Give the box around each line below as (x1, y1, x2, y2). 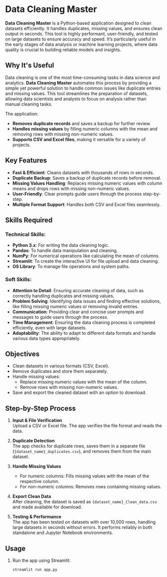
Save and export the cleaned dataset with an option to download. (12, 389, 147, 396)
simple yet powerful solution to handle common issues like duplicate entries (5, 85, 161, 91)
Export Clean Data (12, 493, 51, 499)
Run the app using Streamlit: (12, 557, 71, 563)
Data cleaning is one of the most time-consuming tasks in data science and (5, 74, 160, 81)
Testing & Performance (12, 514, 61, 520)
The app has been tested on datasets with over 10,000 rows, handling (12, 519, 156, 525)
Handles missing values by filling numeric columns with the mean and (12, 126, 158, 132)
